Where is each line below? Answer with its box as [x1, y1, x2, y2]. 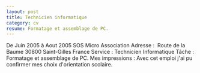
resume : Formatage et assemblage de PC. [6, 25, 109, 32]
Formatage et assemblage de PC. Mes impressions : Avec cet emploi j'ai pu [6, 54, 193, 62]
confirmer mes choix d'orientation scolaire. [6, 61, 113, 68]
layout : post [6, 8, 39, 15]
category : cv [6, 20, 39, 26]
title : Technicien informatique [6, 14, 87, 20]
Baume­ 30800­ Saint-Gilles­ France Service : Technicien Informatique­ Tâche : [6, 48, 194, 56]
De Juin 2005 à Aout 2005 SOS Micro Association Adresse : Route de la [6, 42, 186, 49]
